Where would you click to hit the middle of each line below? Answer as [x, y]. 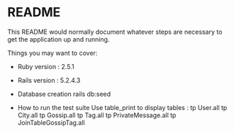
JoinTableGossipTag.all [51, 122]
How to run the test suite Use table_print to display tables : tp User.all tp [122, 107]
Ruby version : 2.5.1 [46, 66]
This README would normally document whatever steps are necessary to [115, 32]
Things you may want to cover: [52, 53]
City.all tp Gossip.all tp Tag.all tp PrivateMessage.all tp [97, 115]
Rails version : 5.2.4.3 [49, 80]
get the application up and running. [58, 39]
